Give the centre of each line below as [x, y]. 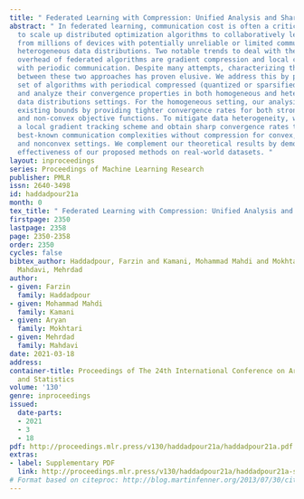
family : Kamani [46, 312]
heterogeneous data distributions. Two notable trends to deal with [149, 52]
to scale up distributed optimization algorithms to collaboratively [151, 34]
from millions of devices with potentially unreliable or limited [145, 43]
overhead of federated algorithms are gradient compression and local [153, 60]
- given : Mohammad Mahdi [56, 304]
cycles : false [36, 253]
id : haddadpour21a [44, 194]
